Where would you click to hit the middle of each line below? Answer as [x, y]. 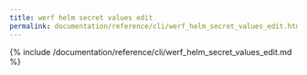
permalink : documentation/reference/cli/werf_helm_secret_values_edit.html [157, 26]
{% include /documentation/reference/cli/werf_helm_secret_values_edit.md [151, 52]
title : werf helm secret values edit [81, 18]
